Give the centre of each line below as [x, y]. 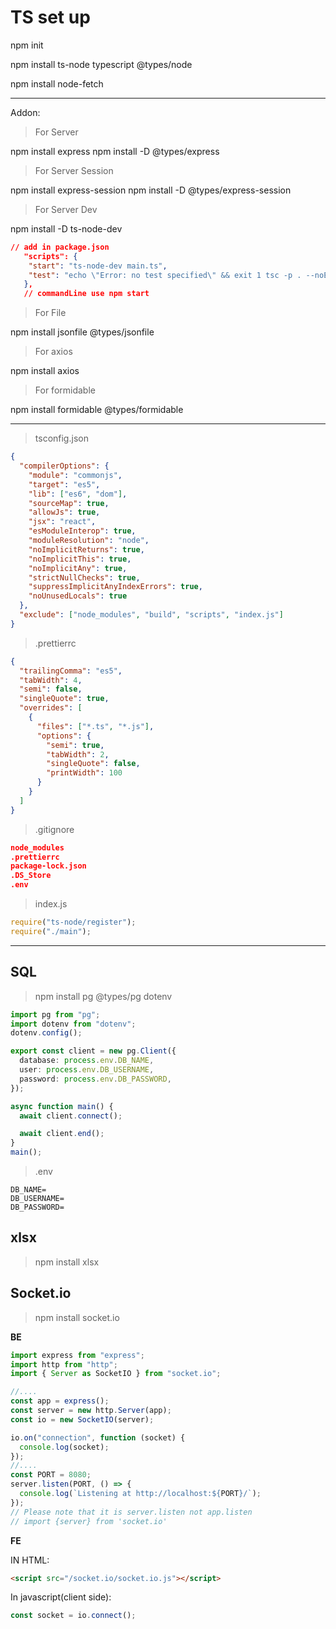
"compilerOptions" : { [64, 466]
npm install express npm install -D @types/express [115, 151]
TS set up [50, 17]
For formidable [65, 390]
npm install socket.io [77, 1317]
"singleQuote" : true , [64, 699]
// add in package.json [60, 247]
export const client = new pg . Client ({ [93, 1051]
